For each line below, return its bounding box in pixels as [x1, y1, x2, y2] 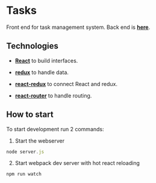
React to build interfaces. [14, 57, 78, 64]
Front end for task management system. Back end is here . [6, 23, 151, 31]
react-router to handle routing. [14, 91, 92, 99]
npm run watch [6, 171, 42, 178]
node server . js [6, 149, 45, 155]
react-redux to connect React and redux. [14, 80, 117, 87]
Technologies [6, 41, 59, 51]
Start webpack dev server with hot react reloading [14, 160, 140, 167]
